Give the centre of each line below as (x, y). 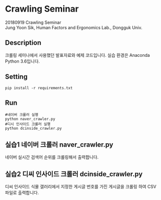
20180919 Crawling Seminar (33, 22)
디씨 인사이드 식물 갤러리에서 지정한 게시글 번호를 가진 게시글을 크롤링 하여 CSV (81, 186)
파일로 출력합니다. (22, 192)
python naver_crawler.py (30, 119)
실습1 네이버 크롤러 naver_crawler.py (59, 144)
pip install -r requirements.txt (39, 88)
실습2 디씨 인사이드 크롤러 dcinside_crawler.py (74, 174)
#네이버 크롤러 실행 (22, 115)
